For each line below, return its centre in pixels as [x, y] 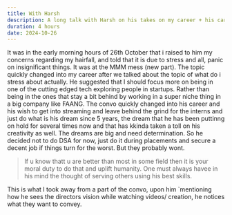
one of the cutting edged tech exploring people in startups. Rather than [108, 89]
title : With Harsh [33, 13]
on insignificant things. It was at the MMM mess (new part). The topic [106, 67]
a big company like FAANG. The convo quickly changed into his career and [114, 104]
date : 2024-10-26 [32, 33]
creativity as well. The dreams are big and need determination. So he [105, 133]
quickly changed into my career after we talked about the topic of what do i [114, 75]
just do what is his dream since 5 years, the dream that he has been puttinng [116, 119]
